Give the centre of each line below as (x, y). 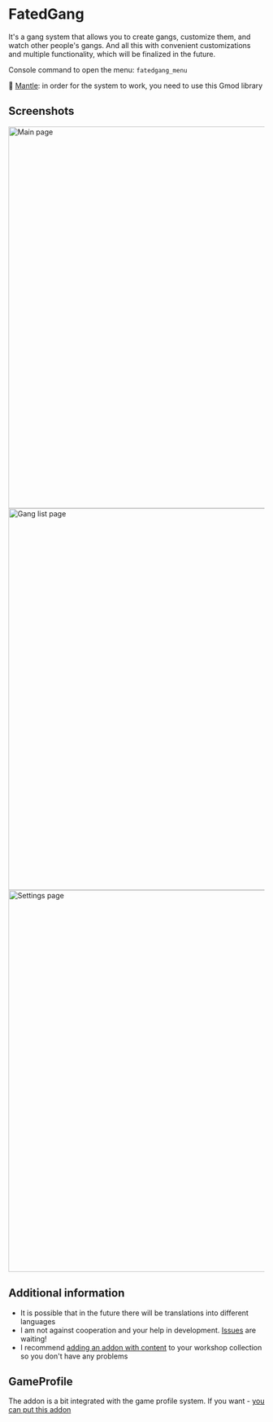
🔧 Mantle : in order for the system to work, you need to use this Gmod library (136, 86)
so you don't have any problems (74, 1356)
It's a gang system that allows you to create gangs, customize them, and (130, 37)
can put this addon (40, 1410)
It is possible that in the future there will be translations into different (134, 1313)
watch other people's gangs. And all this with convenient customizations (130, 45)
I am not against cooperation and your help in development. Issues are (138, 1330)
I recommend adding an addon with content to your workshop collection (141, 1347)
